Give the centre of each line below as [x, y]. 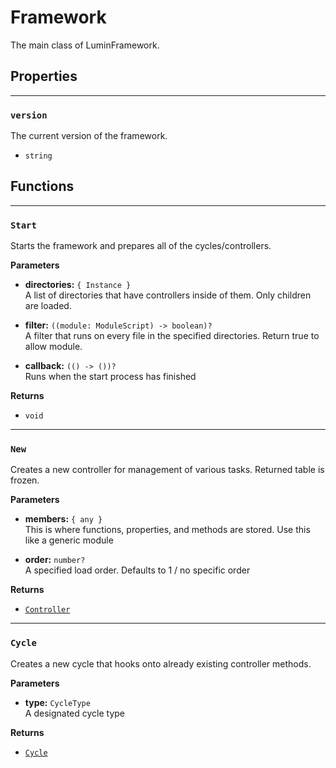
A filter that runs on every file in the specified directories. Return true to [172, 336]
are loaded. [48, 306]
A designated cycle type [75, 713]
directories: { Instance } [78, 285]
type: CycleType [57, 702]
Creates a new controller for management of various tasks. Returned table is [167, 470]
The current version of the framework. [89, 136]
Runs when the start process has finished [110, 377]
